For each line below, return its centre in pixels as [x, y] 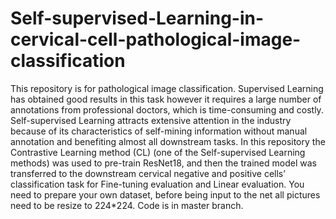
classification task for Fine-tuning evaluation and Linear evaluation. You [157, 184]
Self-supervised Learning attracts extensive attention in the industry [151, 120]
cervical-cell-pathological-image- [156, 39]
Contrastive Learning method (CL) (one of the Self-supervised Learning [158, 152]
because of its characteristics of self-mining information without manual [159, 131]
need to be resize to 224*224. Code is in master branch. [127, 205]
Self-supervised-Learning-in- [137, 18]
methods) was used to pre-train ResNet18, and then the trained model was [163, 163]
